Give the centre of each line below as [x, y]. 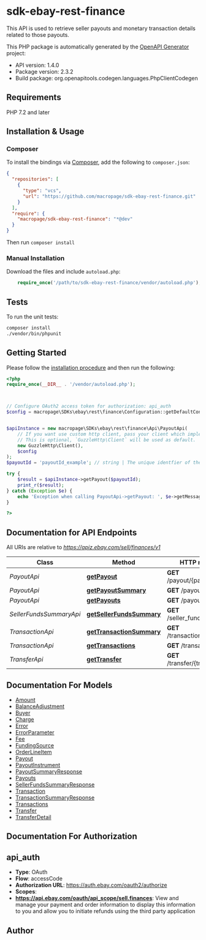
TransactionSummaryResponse [55, 797]
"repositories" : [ [36, 179]
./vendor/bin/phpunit [34, 333]
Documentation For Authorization [72, 837]
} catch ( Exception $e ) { [39, 491]
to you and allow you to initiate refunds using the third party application [105, 911]
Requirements [34, 97]
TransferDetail [33, 817]
